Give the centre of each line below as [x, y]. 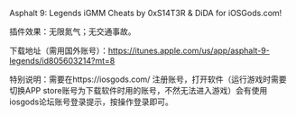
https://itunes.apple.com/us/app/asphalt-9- [189, 50]
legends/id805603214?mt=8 [62, 61]
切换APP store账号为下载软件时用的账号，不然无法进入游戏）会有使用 [139, 90]
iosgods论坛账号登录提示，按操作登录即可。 [92, 102]
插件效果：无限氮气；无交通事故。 [73, 31]
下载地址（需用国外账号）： [59, 50]
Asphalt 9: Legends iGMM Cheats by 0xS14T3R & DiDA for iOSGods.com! [146, 13]
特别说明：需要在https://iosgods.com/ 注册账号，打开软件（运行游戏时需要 [148, 79]
